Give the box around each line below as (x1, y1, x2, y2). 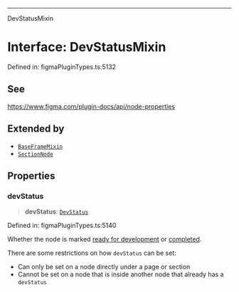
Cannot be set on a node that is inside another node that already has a (17, 270, 224, 278)
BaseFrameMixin (17, 143, 63, 150)
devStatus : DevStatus (24, 207, 89, 216)
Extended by (7, 122, 65, 135)
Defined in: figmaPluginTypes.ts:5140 (7, 221, 117, 230)
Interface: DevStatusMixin (7, 39, 166, 56)
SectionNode (17, 150, 53, 157)
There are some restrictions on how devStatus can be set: (7, 249, 176, 257)
